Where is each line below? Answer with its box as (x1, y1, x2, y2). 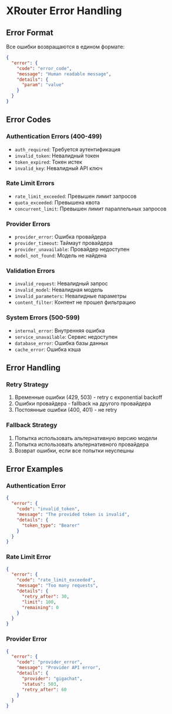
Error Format (6, 28, 54, 38)
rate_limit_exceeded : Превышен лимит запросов (14, 193, 137, 200)
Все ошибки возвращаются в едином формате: (6, 43, 125, 50)
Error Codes (6, 115, 51, 125)
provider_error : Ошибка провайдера (14, 233, 107, 240)
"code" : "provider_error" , (16, 659, 83, 665)
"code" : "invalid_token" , (16, 506, 80, 512)
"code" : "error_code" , (16, 65, 72, 71)
